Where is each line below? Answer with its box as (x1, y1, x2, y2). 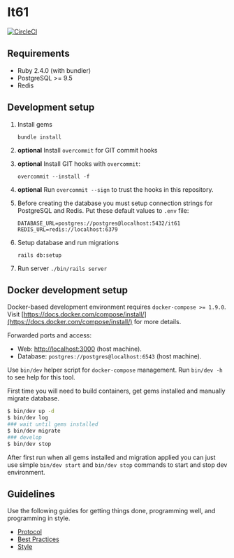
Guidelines (7, 488, 55, 501)
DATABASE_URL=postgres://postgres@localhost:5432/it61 (17, 220, 181, 227)
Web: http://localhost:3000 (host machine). (17, 344, 142, 354)
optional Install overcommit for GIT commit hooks (17, 146, 159, 154)
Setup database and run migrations (17, 238, 119, 246)
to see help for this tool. (7, 373, 75, 382)
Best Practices (17, 535, 59, 543)
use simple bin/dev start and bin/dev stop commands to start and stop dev (7, 460, 228, 469)
